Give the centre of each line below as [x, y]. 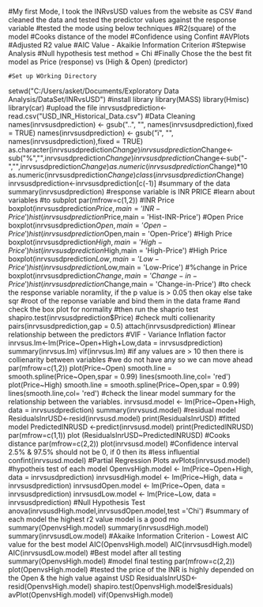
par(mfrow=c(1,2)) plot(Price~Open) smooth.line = [90, 368]
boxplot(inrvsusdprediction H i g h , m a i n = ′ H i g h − [86, 242]
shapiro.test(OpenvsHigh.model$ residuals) [163, 586]
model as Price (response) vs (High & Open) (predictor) [98, 62]
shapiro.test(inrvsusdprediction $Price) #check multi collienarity [112, 318]
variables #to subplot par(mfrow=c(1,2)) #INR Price [92, 200]
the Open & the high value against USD [71, 578]
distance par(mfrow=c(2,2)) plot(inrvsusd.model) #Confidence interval [123, 443]
